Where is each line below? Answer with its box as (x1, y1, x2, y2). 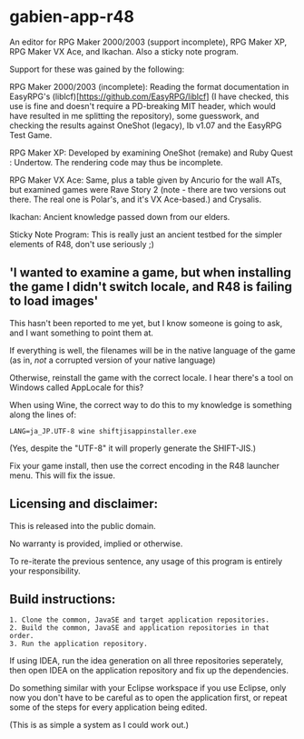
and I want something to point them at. (9, 327, 154, 338)
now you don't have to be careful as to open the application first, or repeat (9, 693, 288, 704)
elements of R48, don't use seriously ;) (9, 238, 154, 249)
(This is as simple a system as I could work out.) (9, 720, 189, 731)
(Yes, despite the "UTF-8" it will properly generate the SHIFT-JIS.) (9, 443, 257, 454)
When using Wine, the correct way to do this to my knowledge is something (9, 399, 292, 410)
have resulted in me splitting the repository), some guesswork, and (9, 110, 260, 121)
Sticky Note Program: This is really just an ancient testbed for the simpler (9, 229, 283, 240)
